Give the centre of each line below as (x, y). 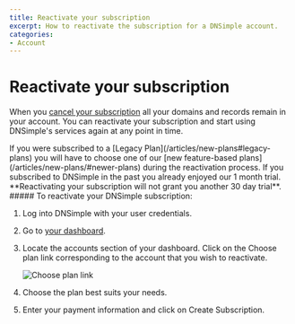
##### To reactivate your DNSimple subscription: (101, 196)
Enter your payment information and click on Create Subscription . (143, 310)
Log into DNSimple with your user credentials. (107, 214)
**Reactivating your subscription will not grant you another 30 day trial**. (145, 187)
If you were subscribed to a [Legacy (76, 148)
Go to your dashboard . (64, 231)
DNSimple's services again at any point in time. (96, 131)
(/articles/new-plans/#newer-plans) (75, 168)
